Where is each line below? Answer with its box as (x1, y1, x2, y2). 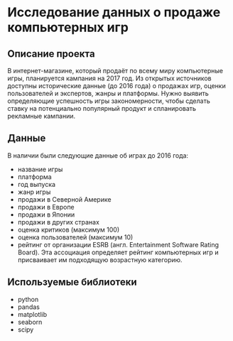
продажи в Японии (17, 210, 75, 219)
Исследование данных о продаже (7, 4, 221, 21)
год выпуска (17, 180, 55, 188)
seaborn (17, 318, 43, 326)
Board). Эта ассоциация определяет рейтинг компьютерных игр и (17, 248, 219, 256)
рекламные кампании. (7, 112, 76, 120)
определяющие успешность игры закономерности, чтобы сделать (7, 97, 211, 105)
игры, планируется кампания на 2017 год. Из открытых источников (7, 74, 212, 82)
